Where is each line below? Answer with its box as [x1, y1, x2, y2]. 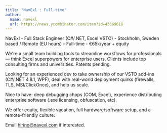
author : [5, 12, 22, 17]
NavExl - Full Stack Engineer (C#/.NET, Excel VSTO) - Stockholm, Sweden [5, 35, 159, 41]
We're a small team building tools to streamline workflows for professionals [5, 51, 162, 57]
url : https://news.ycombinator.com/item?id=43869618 [10, 21, 123, 27]
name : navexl [10, 17, 37, 22]
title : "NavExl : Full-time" [5, 7, 67, 13]
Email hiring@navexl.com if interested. [5, 122, 85, 128]
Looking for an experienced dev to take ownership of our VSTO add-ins [5, 71, 154, 77]
